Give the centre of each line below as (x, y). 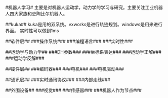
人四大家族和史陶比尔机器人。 (36, 14)
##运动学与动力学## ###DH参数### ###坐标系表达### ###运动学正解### (83, 52)
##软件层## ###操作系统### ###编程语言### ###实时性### (69, 41)
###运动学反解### (25, 58)
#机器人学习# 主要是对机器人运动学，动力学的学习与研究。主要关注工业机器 (84, 7)
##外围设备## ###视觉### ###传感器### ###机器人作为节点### (73, 90)
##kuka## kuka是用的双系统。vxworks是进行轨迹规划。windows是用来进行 (84, 24)
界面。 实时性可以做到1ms (32, 31)
